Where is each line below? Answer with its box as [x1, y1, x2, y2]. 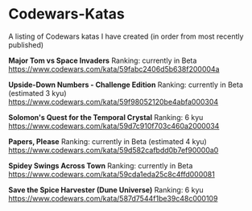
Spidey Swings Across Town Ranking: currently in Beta [8, 160, 193, 170]
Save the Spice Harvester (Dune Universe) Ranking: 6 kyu [8, 184, 204, 194]
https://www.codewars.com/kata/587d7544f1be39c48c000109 [8, 193, 218, 203]
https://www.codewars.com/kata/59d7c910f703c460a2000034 [8, 121, 220, 130]
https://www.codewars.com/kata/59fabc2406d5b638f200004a [8, 64, 220, 73]
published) [8, 39, 44, 49]
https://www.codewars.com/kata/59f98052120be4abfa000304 [8, 97, 219, 106]
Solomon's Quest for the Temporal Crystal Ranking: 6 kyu [8, 112, 204, 122]
